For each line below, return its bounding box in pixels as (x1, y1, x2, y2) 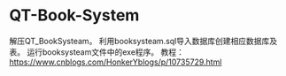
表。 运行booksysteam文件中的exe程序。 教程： (9, 46, 184, 57)
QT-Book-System (9, 5, 140, 26)
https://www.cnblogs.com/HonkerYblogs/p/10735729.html (9, 57, 222, 67)
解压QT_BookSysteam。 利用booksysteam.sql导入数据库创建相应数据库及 (9, 35, 278, 46)
